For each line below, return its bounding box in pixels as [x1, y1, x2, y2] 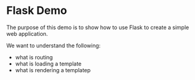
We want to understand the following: [6, 42, 101, 49]
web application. [6, 30, 48, 37]
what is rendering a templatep [15, 66, 91, 73]
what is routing [15, 53, 53, 61]
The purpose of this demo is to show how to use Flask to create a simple [6, 24, 189, 31]
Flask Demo [6, 4, 67, 18]
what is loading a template [15, 60, 82, 67]
